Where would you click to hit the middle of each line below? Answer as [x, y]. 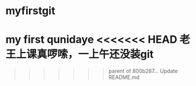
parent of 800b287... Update [143, 71]
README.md [124, 77]
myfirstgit [30, 11]
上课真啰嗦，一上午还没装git [85, 54]
